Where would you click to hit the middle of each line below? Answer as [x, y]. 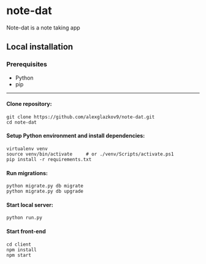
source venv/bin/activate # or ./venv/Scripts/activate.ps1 [90, 154]
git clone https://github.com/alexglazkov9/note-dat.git [81, 117]
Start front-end [26, 232]
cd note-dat [21, 122]
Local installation [40, 47]
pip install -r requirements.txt [49, 160]
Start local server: [30, 205]
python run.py [25, 218]
